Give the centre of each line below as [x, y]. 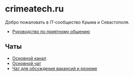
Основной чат [26, 63]
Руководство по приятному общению [51, 31]
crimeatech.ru [34, 9]
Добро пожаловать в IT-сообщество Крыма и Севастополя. [67, 22]
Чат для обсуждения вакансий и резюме [55, 68]
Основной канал [29, 58]
